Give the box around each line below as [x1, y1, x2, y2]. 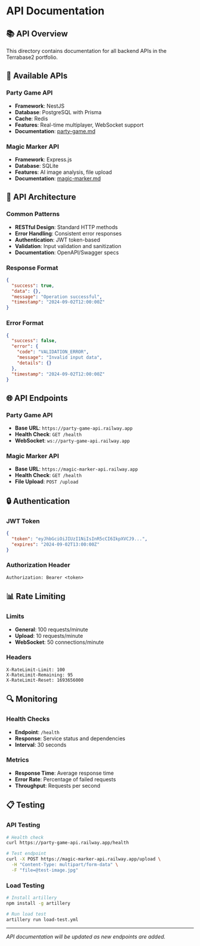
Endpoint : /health [14, 728, 60, 735]
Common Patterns [6, 210, 60, 218]
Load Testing [6, 881, 45, 889]
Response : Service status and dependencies [14, 735, 126, 742]
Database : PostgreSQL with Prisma [14, 108, 102, 115]
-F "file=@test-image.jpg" [11, 867, 79, 873]
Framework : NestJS [14, 102, 65, 109]
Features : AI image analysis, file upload [14, 168, 112, 176]
